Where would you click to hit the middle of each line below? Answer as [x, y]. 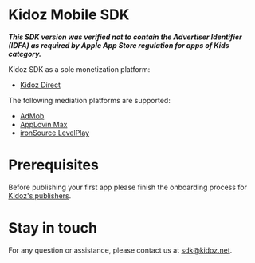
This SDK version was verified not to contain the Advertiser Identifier [125, 37]
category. [25, 54]
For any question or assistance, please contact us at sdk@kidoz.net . [120, 250]
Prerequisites [54, 165]
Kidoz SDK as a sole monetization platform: [79, 69]
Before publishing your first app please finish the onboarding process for [128, 187]
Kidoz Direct [40, 85]
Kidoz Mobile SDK [69, 15]
